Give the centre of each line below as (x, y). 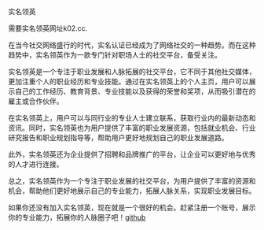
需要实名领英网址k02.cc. (48, 28)
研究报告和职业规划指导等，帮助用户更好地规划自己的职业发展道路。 (118, 137)
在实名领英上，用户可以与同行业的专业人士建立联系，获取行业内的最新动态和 (132, 118)
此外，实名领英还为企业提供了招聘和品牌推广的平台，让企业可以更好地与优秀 (132, 154)
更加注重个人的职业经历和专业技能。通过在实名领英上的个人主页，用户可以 (128, 82)
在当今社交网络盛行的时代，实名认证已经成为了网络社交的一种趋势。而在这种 (132, 45)
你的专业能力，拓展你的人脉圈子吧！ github (77, 217)
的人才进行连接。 (36, 164)
